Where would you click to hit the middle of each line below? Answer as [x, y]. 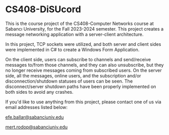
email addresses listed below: [37, 107]
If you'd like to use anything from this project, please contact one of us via [83, 102]
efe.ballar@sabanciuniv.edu [34, 117]
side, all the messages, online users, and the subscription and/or [73, 75]
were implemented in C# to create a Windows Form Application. [73, 49]
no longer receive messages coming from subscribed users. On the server [83, 70]
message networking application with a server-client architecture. [75, 34]
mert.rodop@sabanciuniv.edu [37, 127]
